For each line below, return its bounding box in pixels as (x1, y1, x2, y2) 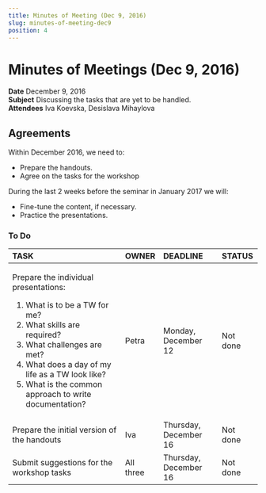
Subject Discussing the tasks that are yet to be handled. (8, 95, 192, 105)
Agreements (8, 126, 71, 139)
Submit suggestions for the (12, 457, 113, 468)
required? (25, 330, 62, 341)
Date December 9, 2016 (8, 86, 86, 96)
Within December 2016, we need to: (8, 147, 125, 157)
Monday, (163, 326, 196, 337)
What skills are (25, 319, 81, 331)
